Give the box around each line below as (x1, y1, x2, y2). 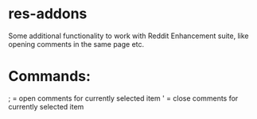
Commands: (8, 67, 92, 86)
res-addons (8, 5, 88, 23)
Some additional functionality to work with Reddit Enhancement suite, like (8, 31, 249, 40)
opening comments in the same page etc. (8, 39, 145, 48)
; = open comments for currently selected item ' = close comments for (8, 93, 239, 103)
